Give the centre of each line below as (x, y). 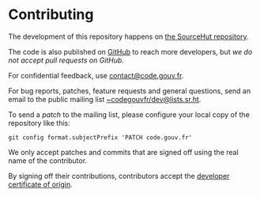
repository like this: (40, 123)
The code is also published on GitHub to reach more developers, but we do (130, 51)
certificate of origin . (40, 184)
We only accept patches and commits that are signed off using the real (123, 152)
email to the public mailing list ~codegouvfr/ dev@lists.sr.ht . (105, 99)
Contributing (51, 15)
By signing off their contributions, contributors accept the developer (119, 176)
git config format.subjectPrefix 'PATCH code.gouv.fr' (100, 137)
